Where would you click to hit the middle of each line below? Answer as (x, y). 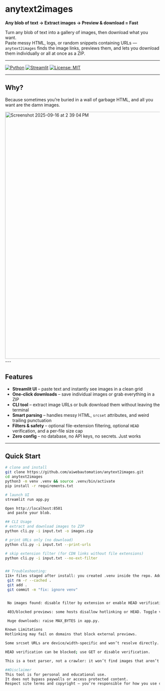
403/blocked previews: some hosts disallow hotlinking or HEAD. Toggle (82, 612)
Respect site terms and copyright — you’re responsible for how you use (81, 684)
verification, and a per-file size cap (47, 431)
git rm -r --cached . (29, 581)
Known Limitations (24, 630)
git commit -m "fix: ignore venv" (42, 589)
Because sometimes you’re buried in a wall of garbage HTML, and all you (79, 99)
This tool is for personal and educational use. (56, 674)
